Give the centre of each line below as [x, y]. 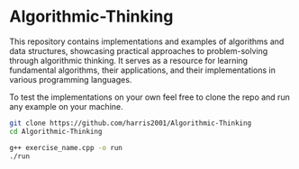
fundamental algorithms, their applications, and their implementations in [143, 70]
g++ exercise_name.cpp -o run [66, 147]
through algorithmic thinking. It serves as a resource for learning [129, 60]
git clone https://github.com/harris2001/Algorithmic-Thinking [131, 123]
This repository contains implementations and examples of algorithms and [147, 41]
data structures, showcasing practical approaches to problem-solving [139, 50]
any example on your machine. [66, 106]
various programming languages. [71, 79]
